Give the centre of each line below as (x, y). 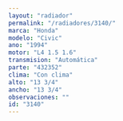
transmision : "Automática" (53, 60)
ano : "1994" (28, 45)
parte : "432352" (35, 68)
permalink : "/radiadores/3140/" (62, 23)
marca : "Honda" (34, 30)
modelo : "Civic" (35, 38)
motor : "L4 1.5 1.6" (43, 53)
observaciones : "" (39, 97)
